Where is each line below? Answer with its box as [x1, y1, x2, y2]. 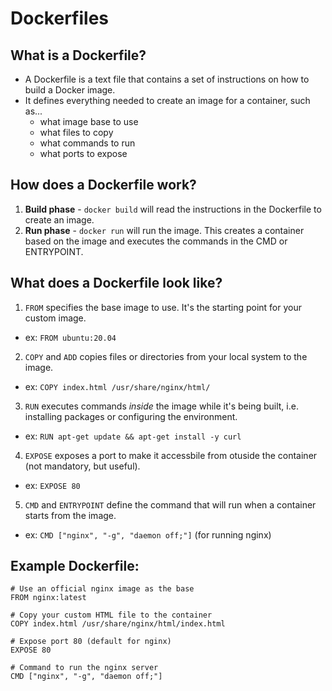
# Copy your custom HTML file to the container [10, 610, 213, 621]
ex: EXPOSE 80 [24, 479, 81, 491]
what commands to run [39, 137, 136, 149]
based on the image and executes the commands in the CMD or [24, 235, 288, 247]
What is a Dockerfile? [10, 47, 147, 64]
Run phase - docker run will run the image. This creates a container [24, 224, 305, 236]
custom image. [24, 312, 87, 324]
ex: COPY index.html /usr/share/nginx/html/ [24, 380, 211, 392]
